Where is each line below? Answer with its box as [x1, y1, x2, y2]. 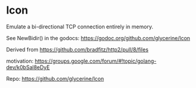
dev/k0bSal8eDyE [6, 63, 50, 71]
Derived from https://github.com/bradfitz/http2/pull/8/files [6, 45, 148, 53]
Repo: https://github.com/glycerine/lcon [6, 75, 104, 82]
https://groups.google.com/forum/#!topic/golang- [34, 57, 157, 64]
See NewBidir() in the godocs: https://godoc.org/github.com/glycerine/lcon [6, 34, 191, 41]
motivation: [6, 57, 34, 64]
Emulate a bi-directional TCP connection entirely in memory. [6, 23, 153, 30]
